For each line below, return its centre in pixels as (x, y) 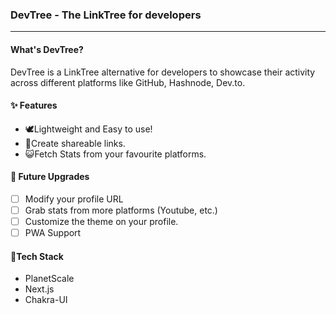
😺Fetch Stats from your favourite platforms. (115, 154)
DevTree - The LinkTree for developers (106, 15)
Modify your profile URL (74, 199)
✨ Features (34, 105)
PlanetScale (49, 279)
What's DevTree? (47, 49)
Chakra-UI (46, 300)
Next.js (39, 289)
